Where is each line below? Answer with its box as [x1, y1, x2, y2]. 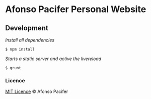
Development [5, 24, 49, 32]
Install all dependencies [5, 37, 54, 43]
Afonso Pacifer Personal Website [5, 4, 146, 15]
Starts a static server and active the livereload [5, 56, 102, 62]
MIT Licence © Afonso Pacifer [5, 88, 68, 94]
